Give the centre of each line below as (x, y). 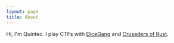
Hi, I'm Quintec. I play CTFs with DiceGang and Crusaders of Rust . (87, 34)
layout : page (22, 11)
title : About (22, 17)
